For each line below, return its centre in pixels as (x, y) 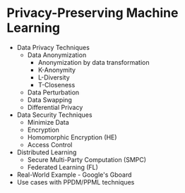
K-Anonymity (56, 70)
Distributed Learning (47, 152)
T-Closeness (56, 85)
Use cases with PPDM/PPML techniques (76, 182)
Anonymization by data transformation (94, 62)
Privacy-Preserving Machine (92, 13)
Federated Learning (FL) (62, 167)
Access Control (50, 144)
